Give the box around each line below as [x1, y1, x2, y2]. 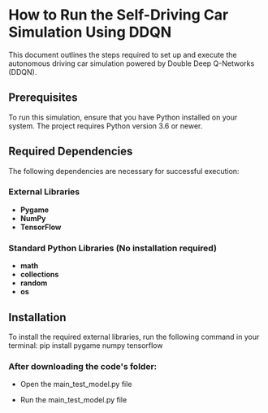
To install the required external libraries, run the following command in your [8, 332, 260, 341]
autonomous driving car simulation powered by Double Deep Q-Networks [8, 59, 255, 68]
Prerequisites [8, 91, 78, 105]
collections [19, 270, 59, 280]
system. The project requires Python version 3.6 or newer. [8, 120, 203, 131]
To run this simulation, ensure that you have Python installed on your [8, 112, 238, 122]
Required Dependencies [8, 145, 133, 159]
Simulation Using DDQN [8, 23, 172, 41]
